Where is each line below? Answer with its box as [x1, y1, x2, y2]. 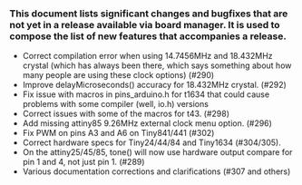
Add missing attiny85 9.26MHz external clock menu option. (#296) [22, 118, 272, 129]
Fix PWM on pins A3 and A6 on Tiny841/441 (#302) [22, 128, 215, 139]
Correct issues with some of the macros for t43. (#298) [22, 108, 229, 120]
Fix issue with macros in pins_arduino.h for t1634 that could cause [22, 89, 270, 100]
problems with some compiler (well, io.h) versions [22, 99, 209, 110]
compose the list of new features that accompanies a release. [9, 30, 287, 43]
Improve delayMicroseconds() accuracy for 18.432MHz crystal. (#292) [22, 80, 287, 91]
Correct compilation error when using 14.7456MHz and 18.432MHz [22, 51, 274, 62]
